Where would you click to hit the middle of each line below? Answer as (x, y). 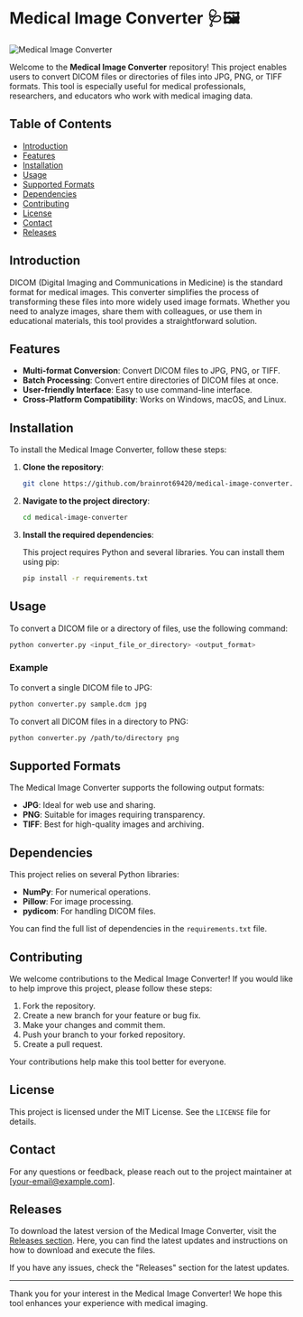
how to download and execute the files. (83, 1250)
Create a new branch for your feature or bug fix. (111, 1015)
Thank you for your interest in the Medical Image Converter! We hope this (146, 1294)
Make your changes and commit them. (94, 1025)
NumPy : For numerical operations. (87, 892)
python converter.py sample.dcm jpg (78, 704)
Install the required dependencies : (88, 534)
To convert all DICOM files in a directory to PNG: (99, 721)
